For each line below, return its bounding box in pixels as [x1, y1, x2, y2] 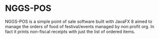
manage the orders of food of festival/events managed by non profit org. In [5, 23, 155, 29]
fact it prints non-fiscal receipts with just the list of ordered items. [5, 29, 135, 34]
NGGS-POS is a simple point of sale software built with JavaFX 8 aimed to [5, 19, 152, 24]
